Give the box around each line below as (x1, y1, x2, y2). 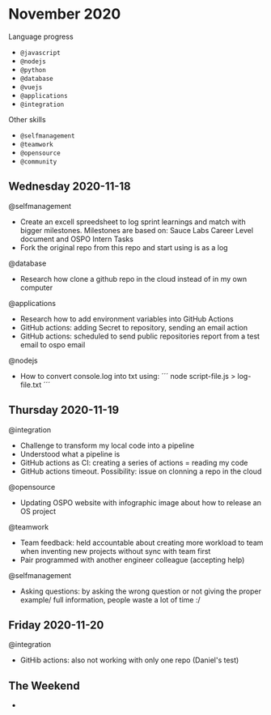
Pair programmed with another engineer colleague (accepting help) (19, 555, 245, 564)
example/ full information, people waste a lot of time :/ (19, 594, 201, 604)
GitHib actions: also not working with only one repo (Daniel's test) (19, 655, 239, 665)
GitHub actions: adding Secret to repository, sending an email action (19, 322, 248, 332)
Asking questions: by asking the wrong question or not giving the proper (19, 586, 261, 596)
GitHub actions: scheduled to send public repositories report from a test (19, 331, 260, 341)
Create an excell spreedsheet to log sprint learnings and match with (19, 216, 246, 227)
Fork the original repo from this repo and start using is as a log (19, 242, 228, 252)
